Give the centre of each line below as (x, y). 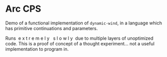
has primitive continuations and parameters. (52, 28)
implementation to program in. (37, 49)
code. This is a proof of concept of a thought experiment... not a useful (80, 43)
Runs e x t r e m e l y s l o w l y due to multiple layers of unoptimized (79, 38)
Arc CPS (23, 9)
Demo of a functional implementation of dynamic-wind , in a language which (84, 23)
